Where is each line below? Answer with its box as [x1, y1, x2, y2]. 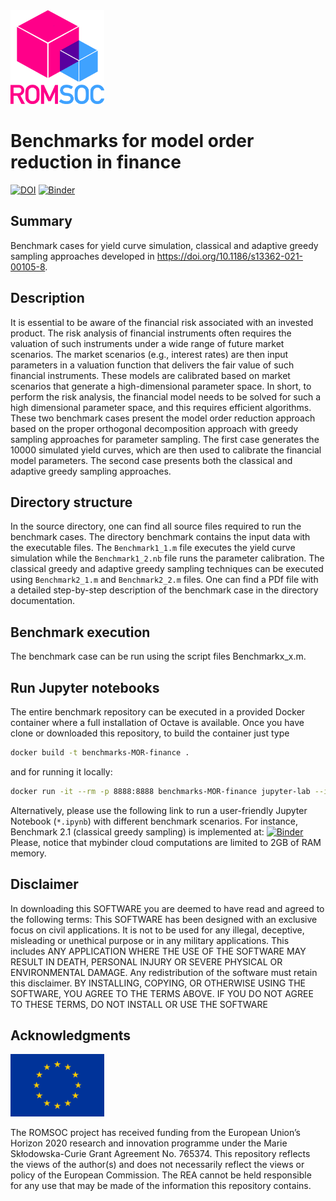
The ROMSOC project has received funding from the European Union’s [10, 1127, 301, 1139]
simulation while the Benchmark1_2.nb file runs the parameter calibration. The [10, 552, 325, 564]
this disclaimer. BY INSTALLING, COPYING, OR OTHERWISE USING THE [10, 977, 306, 989]
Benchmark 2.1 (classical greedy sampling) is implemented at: [10, 825, 265, 838]
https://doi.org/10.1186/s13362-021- [156, 250, 304, 262]
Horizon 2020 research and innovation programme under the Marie [10, 1137, 288, 1149]
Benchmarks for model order [10, 130, 255, 153]
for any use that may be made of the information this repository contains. [10, 1180, 312, 1192]
